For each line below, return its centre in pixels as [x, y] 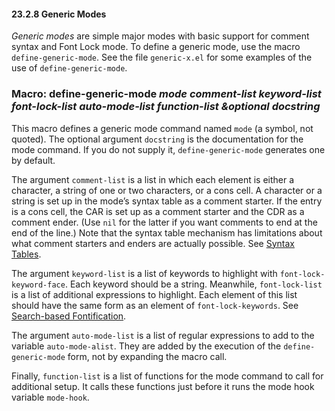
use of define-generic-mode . [69, 68]
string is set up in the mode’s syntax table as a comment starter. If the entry [167, 201]
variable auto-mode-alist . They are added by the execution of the [146, 346]
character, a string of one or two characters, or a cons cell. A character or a [167, 190]
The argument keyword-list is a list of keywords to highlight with [144, 273]
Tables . [26, 254]
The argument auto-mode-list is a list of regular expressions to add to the [163, 335]
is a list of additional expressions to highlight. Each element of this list [154, 294]
